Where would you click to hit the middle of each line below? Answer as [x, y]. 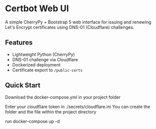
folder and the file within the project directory [51, 112]
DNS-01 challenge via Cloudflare [45, 60]
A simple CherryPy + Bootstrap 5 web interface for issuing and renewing [78, 22]
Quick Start [23, 85]
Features [19, 43]
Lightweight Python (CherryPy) [43, 54]
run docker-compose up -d [33, 121]
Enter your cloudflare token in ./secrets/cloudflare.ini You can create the [78, 107]
